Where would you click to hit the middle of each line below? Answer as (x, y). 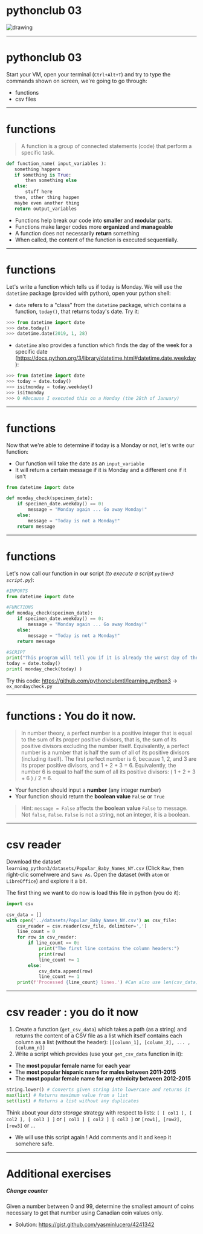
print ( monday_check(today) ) (44, 669)
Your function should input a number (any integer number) (88, 790)
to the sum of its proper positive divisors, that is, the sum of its (99, 739)
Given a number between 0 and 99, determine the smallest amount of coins (100, 1206)
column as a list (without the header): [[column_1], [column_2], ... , (103, 1042)
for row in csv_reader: (47, 937)
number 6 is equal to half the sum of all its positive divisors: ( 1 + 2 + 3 (108, 772)
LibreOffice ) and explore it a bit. (47, 881)
